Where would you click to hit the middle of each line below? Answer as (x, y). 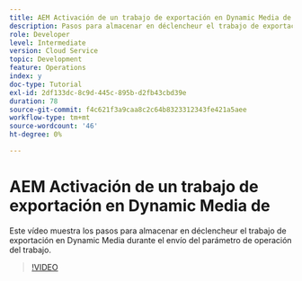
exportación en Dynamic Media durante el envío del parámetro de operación (151, 240)
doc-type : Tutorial (46, 84)
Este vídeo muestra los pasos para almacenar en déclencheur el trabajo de (148, 231)
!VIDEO (44, 267)
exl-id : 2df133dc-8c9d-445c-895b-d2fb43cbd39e (98, 92)
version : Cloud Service (54, 51)
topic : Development (46, 59)
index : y (26, 76)
